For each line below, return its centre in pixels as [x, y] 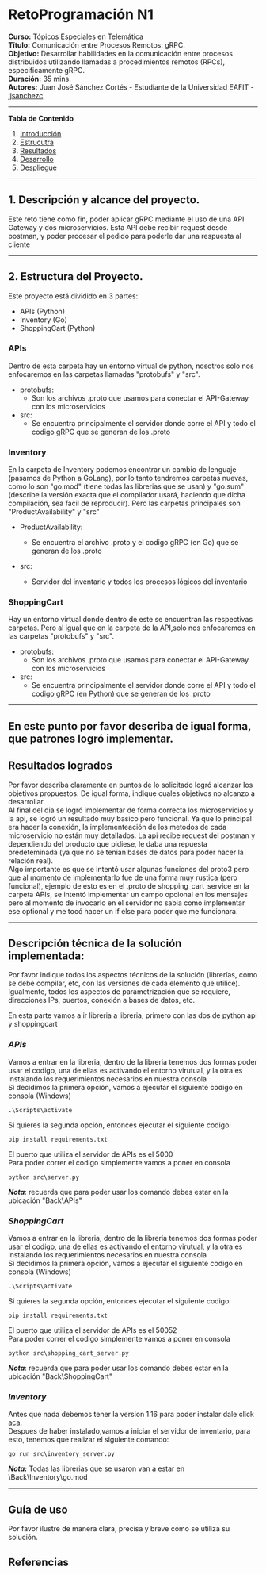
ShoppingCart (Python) [57, 328]
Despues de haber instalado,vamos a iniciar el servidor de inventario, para [129, 1431]
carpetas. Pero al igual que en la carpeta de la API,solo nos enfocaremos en [132, 628]
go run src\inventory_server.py [61, 1454]
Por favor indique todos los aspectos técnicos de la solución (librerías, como [133, 975]
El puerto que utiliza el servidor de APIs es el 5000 [91, 1154]
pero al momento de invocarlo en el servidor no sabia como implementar [127, 903]
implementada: [46, 956]
